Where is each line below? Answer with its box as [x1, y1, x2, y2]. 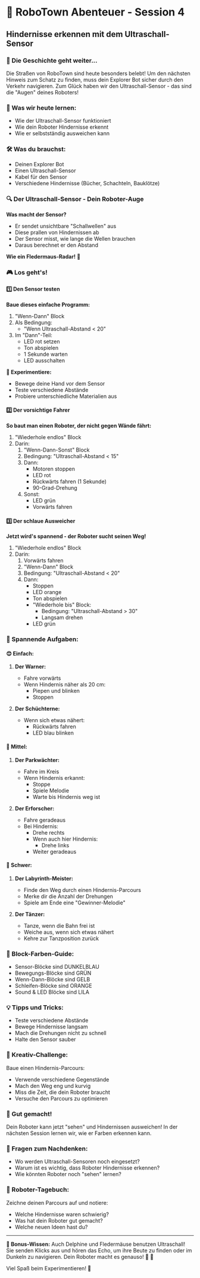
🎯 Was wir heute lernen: [6, 104, 77, 112]
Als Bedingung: [14, 319, 52, 326]
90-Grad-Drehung [32, 484, 77, 492]
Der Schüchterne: [14, 705, 60, 713]
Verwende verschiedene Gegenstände [14, 1075, 110, 1083]
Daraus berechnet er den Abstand [14, 241, 98, 248]
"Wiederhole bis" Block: [32, 601, 92, 608]
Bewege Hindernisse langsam [14, 1023, 88, 1030]
